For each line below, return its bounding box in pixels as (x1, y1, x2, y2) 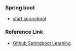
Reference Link (5, 29, 43, 36)
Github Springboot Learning (12, 40, 71, 46)
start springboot (12, 16, 47, 22)
